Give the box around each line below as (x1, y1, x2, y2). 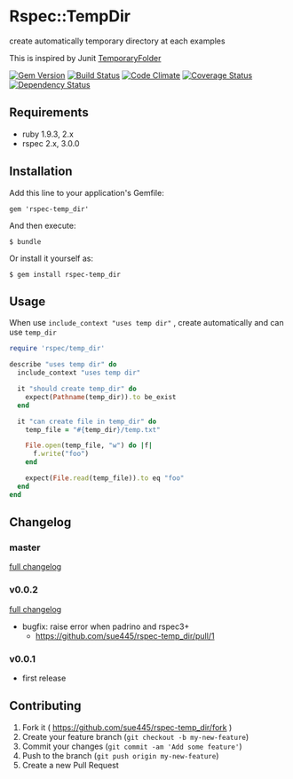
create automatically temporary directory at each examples (9, 35, 226, 46)
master (9, 541, 41, 554)
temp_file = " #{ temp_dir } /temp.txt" (25, 425, 162, 434)
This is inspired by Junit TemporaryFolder (9, 52, 162, 63)
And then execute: (9, 220, 76, 231)
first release (21, 673, 67, 683)
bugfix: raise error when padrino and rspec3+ (21, 621, 190, 632)
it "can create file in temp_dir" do (17, 417, 157, 426)
